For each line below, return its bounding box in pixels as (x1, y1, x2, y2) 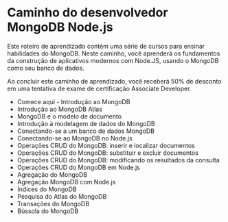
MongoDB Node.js (7, 19, 113, 35)
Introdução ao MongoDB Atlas (16, 105, 103, 113)
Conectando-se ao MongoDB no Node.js (16, 134, 133, 142)
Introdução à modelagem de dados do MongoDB (16, 119, 156, 127)
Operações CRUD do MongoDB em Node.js (16, 163, 141, 171)
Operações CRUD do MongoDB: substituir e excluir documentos (16, 149, 199, 157)
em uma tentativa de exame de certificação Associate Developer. (7, 84, 192, 92)
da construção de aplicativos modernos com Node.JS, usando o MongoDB (7, 56, 219, 64)
